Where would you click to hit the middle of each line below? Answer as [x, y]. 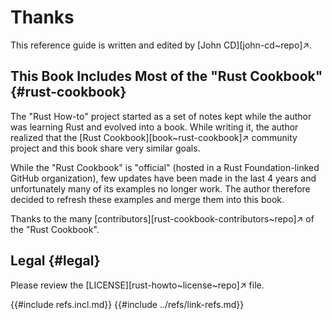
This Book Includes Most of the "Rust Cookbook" [166, 76]
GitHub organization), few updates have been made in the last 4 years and [163, 178]
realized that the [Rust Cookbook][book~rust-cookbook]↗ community [154, 137]
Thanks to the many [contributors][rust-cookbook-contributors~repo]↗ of [162, 218]
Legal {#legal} [55, 261]
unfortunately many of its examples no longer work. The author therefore [160, 188]
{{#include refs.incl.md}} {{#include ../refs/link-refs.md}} [127, 304]
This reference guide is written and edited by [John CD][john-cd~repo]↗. [161, 45]
